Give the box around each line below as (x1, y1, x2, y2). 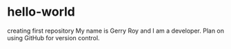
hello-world (7, 4, 76, 20)
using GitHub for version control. (7, 33, 100, 42)
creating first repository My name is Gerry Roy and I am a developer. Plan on (7, 27, 225, 35)
